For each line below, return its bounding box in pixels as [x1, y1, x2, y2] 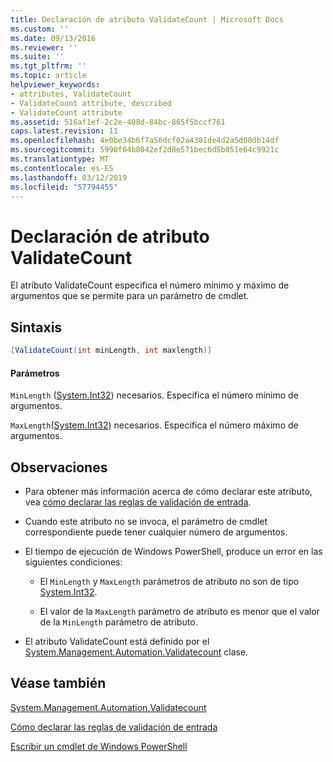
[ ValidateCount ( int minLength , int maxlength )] [10, 346, 213, 356]
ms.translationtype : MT [10, 154, 110, 164]
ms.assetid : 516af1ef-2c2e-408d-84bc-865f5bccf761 [10, 117, 226, 127]
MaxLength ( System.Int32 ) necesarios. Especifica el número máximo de [10, 419, 299, 431]
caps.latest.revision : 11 [10, 126, 118, 136]
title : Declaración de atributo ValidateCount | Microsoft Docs [10, 14, 284, 25]
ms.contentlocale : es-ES [10, 163, 114, 173]
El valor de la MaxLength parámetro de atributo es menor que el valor [39, 606, 320, 618]
